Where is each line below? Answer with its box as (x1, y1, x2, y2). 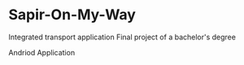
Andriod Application (8, 47, 76, 57)
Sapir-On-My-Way (8, 6, 137, 24)
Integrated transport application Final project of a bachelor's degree (8, 32, 236, 42)
